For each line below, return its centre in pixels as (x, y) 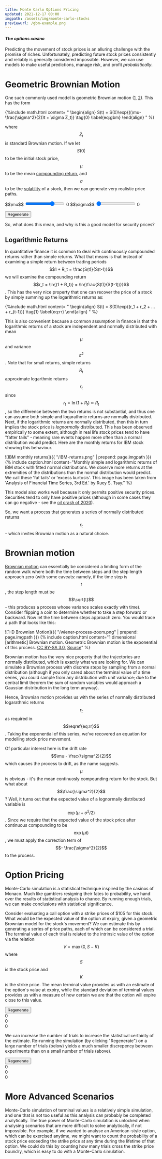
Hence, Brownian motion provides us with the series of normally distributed (80, 697)
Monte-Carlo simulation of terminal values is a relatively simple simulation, (79, 1110)
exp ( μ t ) (81, 833)
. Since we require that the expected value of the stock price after (70, 820)
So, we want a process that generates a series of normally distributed (74, 512)
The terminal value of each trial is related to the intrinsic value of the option (80, 934)
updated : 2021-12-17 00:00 (32, 14)
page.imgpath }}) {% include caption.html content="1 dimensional (71, 637)
